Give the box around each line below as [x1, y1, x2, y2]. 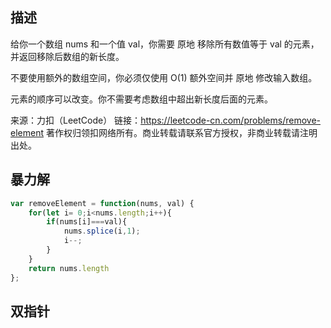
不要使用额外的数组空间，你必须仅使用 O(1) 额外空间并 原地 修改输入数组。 [10, 71, 318, 83]
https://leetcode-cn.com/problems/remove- [140, 114, 321, 126]
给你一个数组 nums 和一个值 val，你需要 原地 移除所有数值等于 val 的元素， [10, 38, 320, 50]
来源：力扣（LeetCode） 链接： [10, 114, 142, 126]
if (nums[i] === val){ [46, 217, 128, 227]
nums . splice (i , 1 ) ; [63, 226, 141, 237]
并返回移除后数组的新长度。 [10, 50, 125, 62]
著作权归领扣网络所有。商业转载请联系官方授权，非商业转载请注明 [45, 126, 318, 138]
